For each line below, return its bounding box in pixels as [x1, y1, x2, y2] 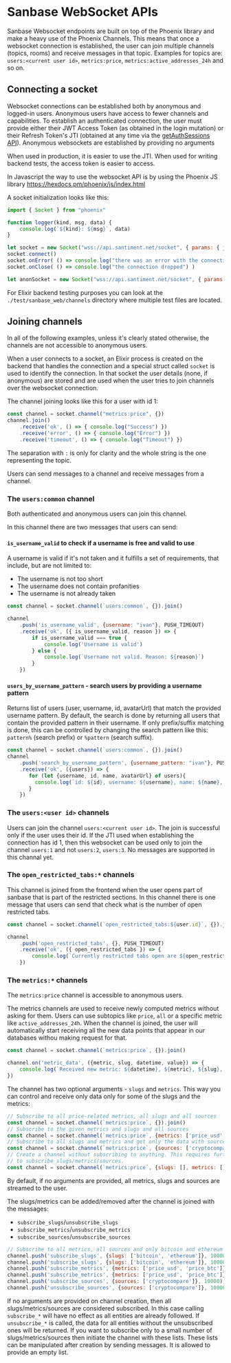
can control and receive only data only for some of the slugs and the [7, 1092, 201, 1100]
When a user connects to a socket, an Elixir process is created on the [7, 354, 203, 363]
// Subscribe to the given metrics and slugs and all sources [7, 1125, 189, 1133]
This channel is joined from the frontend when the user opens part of [7, 885, 203, 893]
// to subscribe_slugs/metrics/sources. [7, 1158, 125, 1165]
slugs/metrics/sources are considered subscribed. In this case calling [7, 1304, 204, 1312]
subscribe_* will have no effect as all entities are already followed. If [7, 1311, 200, 1320]
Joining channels [7, 316, 82, 327]
